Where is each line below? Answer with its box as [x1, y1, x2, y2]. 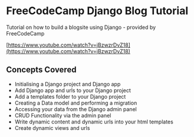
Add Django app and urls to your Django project [14, 87, 131, 94]
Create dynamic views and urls [14, 124, 90, 131]
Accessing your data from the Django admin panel [14, 105, 137, 113]
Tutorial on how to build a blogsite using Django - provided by [6, 24, 156, 31]
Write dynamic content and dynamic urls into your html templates [14, 118, 174, 125]
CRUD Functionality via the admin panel [14, 112, 111, 119]
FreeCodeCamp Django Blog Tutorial [6, 4, 189, 18]
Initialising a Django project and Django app [14, 80, 121, 87]
